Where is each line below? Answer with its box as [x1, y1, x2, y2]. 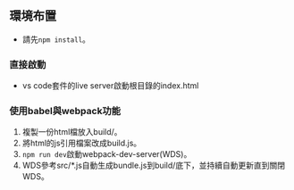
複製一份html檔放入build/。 [21, 127, 122, 137]
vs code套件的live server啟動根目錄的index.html [21, 80, 199, 91]
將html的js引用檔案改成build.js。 [21, 137, 142, 149]
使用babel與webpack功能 [9, 105, 122, 118]
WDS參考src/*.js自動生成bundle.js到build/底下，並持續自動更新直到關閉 [21, 160, 286, 171]
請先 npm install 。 [21, 34, 91, 45]
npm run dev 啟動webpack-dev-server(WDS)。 [21, 149, 192, 160]
